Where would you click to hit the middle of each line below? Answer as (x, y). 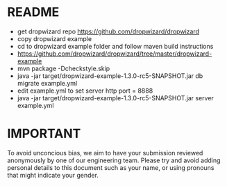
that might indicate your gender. (53, 175)
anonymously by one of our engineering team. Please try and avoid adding (114, 160)
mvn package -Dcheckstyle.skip (64, 68)
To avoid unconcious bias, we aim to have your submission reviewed (105, 153)
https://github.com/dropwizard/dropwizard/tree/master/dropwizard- (115, 54)
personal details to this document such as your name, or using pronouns (111, 167)
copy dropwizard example (54, 38)
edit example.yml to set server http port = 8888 (85, 91)
